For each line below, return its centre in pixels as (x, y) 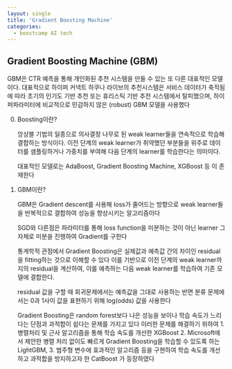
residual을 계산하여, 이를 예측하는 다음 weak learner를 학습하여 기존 (123, 268)
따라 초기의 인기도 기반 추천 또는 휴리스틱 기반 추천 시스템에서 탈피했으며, (113, 96)
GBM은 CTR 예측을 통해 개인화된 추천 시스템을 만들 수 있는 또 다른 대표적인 (109, 79)
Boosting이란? (37, 119)
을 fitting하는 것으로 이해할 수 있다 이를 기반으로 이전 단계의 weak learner (117, 260)
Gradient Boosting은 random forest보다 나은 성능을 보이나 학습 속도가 (113, 316)
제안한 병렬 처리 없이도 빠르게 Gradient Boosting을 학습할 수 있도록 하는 (122, 341)
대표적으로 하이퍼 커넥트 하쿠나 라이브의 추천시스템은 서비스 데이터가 (114, 87)
